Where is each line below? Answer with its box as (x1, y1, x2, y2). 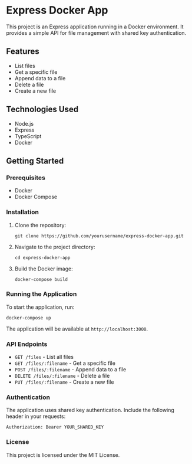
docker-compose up (6, 315, 51, 321)
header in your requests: (6, 413, 66, 420)
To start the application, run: (6, 303, 75, 311)
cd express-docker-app (14, 254, 71, 260)
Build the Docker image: (14, 265, 74, 272)
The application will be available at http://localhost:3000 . (6, 325, 148, 332)
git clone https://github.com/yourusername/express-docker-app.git (14, 233, 184, 239)
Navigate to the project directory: (14, 243, 95, 250)
